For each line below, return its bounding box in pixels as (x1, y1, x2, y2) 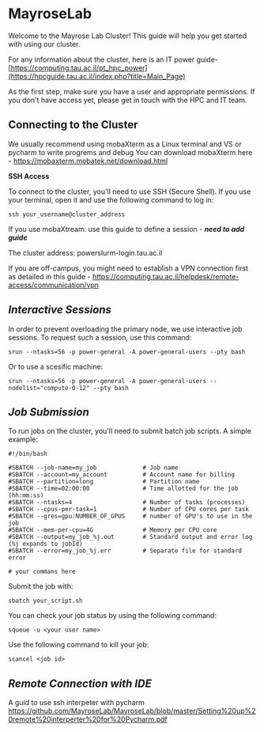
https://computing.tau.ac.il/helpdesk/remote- (92, 271, 239, 281)
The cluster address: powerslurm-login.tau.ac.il (8, 248, 163, 257)
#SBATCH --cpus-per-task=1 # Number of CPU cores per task (8, 506, 249, 514)
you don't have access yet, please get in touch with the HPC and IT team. (8, 95, 247, 104)
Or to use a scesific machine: (8, 362, 104, 371)
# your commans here (8, 567, 77, 576)
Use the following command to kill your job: (8, 640, 149, 650)
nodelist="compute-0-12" (8, 384, 90, 392)
